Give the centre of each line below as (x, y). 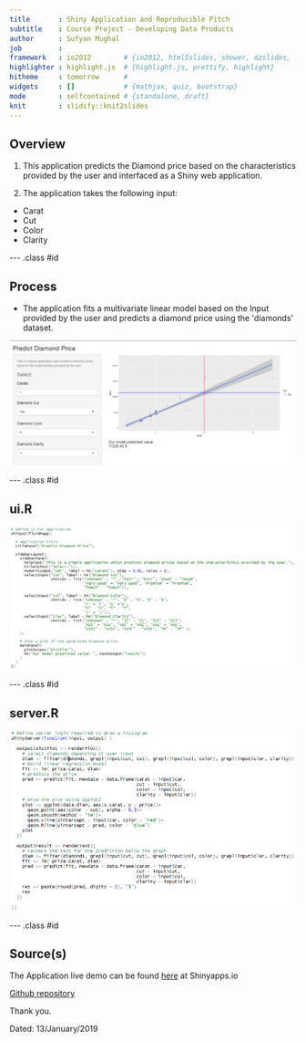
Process (33, 286)
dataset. (38, 328)
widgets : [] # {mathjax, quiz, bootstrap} (124, 87)
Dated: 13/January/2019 (54, 1029)
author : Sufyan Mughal (65, 38)
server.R (34, 713)
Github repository (42, 994)
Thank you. (31, 1011)
